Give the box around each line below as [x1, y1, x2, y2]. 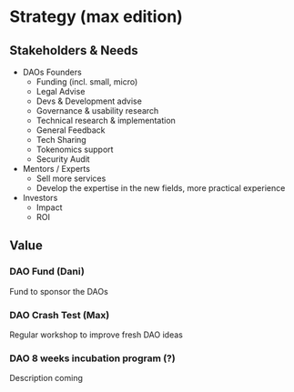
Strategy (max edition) [9, 6, 184, 27]
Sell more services [35, 173, 106, 184]
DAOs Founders [22, 66, 82, 77]
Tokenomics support [35, 144, 114, 155]
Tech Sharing [35, 135, 86, 145]
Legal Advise [35, 86, 86, 96]
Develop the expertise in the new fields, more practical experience [35, 183, 286, 193]
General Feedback [35, 125, 106, 136]
